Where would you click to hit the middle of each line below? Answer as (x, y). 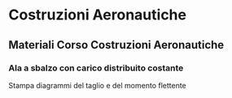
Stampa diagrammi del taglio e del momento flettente (98, 85)
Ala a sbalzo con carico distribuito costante (96, 68)
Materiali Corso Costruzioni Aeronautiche (116, 45)
